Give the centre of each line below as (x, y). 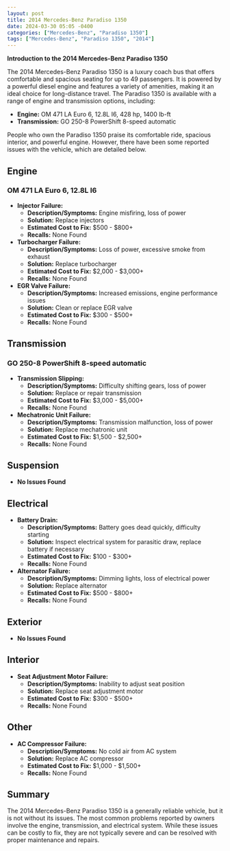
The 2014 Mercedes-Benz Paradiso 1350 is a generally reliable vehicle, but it (115, 811)
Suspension (33, 465)
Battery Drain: (37, 520)
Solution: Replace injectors (66, 220)
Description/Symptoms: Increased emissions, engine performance (122, 293)
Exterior (25, 622)
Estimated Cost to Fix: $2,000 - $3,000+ (85, 271)
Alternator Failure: (43, 571)
